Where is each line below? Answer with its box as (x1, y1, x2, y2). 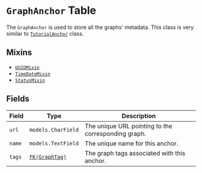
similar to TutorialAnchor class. (6, 30, 84, 37)
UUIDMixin (14, 64, 40, 71)
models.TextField (29, 140, 79, 146)
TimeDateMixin (14, 71, 50, 77)
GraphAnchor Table (6, 4, 97, 17)
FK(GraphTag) (29, 153, 67, 160)
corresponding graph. (84, 129, 146, 137)
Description (121, 112, 156, 120)
